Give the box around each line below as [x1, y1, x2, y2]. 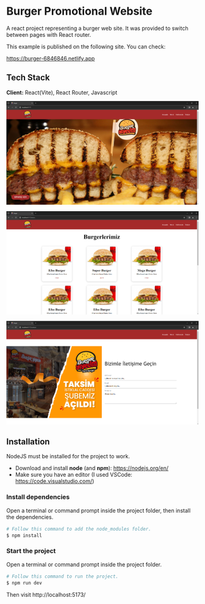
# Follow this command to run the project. [6, 573, 119, 580]
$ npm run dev [6, 580, 43, 586]
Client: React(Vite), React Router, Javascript [6, 89, 118, 96]
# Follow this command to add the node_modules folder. [6, 526, 151, 532]
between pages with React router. [6, 31, 92, 38]
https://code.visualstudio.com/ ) [15, 477, 95, 485]
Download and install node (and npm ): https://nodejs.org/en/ [15, 464, 169, 472]
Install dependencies [6, 493, 70, 501]
